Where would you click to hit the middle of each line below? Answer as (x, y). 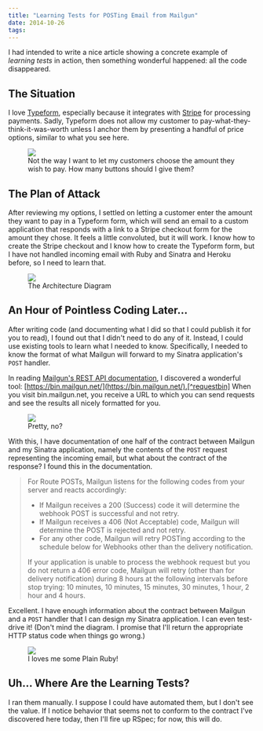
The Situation (42, 94)
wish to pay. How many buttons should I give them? (111, 169)
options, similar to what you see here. (69, 137)
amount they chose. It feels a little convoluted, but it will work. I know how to (131, 238)
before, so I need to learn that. (57, 263)
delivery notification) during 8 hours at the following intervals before (138, 579)
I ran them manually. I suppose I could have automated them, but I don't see (131, 702)
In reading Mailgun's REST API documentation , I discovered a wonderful (124, 378)
